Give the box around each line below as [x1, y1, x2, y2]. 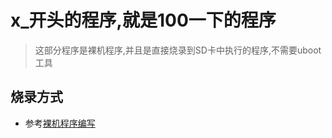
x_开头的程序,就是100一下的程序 [10, 9, 277, 32]
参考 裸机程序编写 [24, 117, 96, 129]
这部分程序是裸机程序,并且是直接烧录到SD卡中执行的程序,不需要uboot [34, 44, 322, 56]
